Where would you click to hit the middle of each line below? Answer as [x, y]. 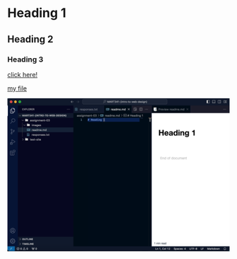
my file [17, 88]
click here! [23, 74]
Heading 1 [37, 13]
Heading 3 [25, 59]
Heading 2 [31, 39]
